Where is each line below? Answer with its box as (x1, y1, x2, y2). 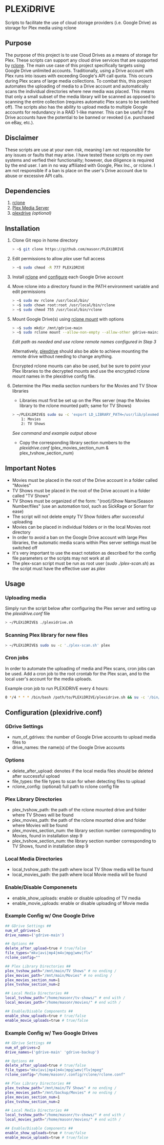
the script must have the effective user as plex (12, 565, 106, 571)
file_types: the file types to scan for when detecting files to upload (12, 778, 145, 784)
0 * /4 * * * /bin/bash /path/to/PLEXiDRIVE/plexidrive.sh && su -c (5, 695, 145, 700)
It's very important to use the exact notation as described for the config (12, 550, 156, 556)
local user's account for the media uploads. (5, 676, 93, 682)
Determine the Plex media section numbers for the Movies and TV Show (12, 383, 158, 389)
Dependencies (5, 187, 50, 195)
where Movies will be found (12, 822, 68, 828)
